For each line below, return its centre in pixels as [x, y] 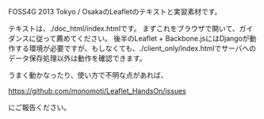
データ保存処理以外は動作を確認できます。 [77, 58]
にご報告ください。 [40, 107]
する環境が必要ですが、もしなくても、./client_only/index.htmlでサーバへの [135, 48]
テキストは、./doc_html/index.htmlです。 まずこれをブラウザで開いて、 [124, 29]
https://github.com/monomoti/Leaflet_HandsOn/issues [97, 91]
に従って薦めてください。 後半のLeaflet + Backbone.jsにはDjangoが [139, 38]
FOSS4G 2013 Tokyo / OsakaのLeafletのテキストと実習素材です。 [115, 12]
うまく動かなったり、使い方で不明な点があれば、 [88, 75]
